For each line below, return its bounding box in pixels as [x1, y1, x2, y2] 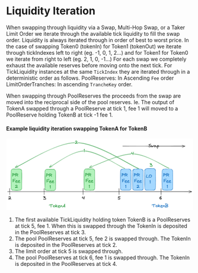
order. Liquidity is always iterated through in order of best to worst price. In [6, 36, 189, 43]
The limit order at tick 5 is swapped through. [14, 247, 123, 255]
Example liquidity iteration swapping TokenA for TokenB [6, 125, 148, 132]
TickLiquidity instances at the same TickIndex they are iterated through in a [6, 68, 190, 75]
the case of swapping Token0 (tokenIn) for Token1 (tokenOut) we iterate [6, 43, 182, 50]
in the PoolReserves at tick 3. [14, 228, 86, 236]
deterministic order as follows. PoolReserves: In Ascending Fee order [6, 74, 174, 81]
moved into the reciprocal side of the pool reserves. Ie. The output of [6, 98, 175, 105]
